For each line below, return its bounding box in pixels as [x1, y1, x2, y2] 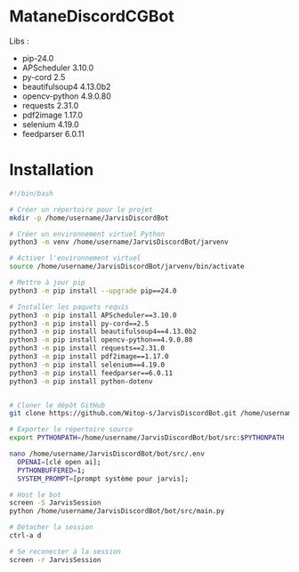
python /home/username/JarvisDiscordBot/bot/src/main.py [9, 507, 225, 516]
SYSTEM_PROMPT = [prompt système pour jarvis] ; [17, 474, 190, 483]
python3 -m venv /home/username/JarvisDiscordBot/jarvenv [9, 238, 229, 246]
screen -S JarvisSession [9, 498, 101, 508]
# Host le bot [9, 490, 62, 499]
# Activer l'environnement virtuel [9, 254, 141, 263]
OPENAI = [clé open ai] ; [17, 457, 101, 466]
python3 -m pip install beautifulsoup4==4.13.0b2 [9, 327, 198, 336]
